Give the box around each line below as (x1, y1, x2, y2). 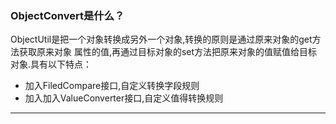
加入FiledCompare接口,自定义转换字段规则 (24, 80, 200, 92)
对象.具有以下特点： (10, 58, 93, 71)
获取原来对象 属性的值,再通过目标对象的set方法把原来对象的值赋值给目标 (18, 46, 318, 58)
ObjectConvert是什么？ (10, 8, 125, 22)
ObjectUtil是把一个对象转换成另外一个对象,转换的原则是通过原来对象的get (10, 33, 313, 46)
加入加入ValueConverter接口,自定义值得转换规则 (24, 92, 224, 104)
